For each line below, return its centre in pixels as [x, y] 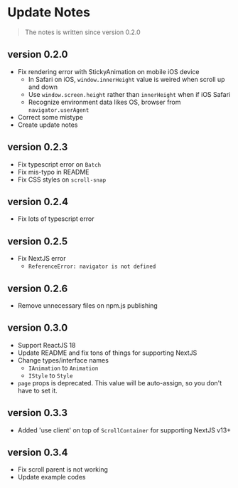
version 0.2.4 [38, 201]
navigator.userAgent [59, 110]
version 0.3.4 [38, 453]
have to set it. [38, 390]
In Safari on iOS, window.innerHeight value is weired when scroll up [126, 79]
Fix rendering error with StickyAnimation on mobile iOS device [108, 71]
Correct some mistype [50, 117]
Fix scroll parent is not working [63, 469]
